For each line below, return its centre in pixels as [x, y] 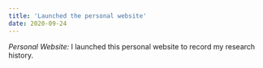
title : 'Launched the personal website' [78, 16]
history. [21, 55]
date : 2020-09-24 [38, 23]
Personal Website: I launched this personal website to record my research [132, 46]
